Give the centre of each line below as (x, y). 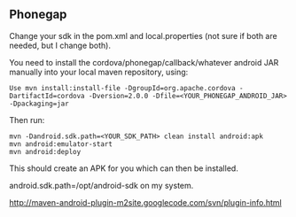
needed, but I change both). (60, 45)
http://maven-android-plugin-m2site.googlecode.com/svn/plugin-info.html (145, 202)
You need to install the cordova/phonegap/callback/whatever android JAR (144, 62)
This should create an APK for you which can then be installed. (124, 168)
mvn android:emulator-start (61, 144)
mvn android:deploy (45, 151)
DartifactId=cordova (47, 96)
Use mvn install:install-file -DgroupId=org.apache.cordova (123, 88)
